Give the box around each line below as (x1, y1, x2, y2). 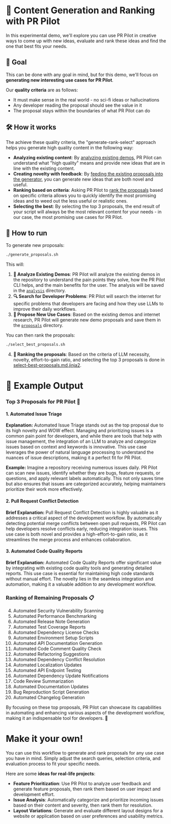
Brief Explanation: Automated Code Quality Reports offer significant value (6, 559, 162, 565)
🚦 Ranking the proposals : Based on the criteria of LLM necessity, (13, 352, 151, 358)
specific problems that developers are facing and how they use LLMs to (13, 301, 164, 307)
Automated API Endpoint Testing (13, 667, 81, 673)
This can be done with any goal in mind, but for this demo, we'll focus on (6, 71, 158, 78)
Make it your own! (6, 733, 83, 744)
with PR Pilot (6, 15, 60, 27)
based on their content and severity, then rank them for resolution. (13, 802, 153, 808)
